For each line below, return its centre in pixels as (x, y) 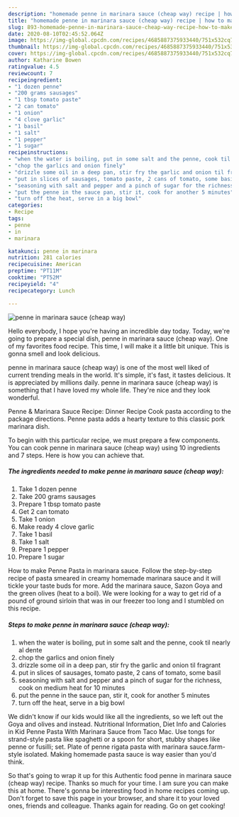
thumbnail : (24, 47)
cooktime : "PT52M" (35, 278)
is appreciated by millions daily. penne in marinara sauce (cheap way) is (113, 382)
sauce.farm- (207, 747)
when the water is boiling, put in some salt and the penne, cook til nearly (124, 642)
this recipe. (24, 608)
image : (18, 40)
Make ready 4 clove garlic (56, 527)
